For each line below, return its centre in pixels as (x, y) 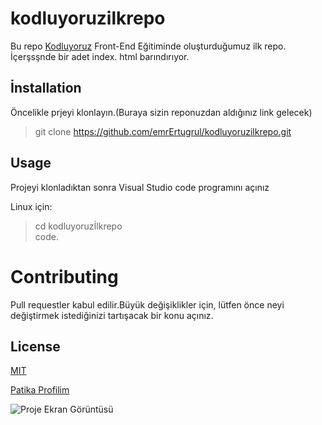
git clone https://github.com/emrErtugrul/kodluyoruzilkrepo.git (163, 131)
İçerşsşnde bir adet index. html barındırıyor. (100, 56)
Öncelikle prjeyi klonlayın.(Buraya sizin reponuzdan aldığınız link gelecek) (161, 112)
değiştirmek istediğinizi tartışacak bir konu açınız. (112, 315)
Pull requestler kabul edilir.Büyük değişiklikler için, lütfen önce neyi (147, 304)
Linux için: (31, 206)
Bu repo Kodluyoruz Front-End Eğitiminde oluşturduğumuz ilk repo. (148, 46)
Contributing (64, 276)
